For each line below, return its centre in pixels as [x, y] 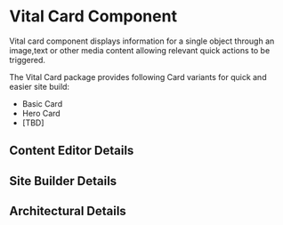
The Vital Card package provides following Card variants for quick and [138, 76]
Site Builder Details [63, 181]
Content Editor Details [72, 151]
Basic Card [42, 103]
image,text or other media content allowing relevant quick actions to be [140, 50]
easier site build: [39, 86]
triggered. [28, 60]
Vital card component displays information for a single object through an [142, 41]
